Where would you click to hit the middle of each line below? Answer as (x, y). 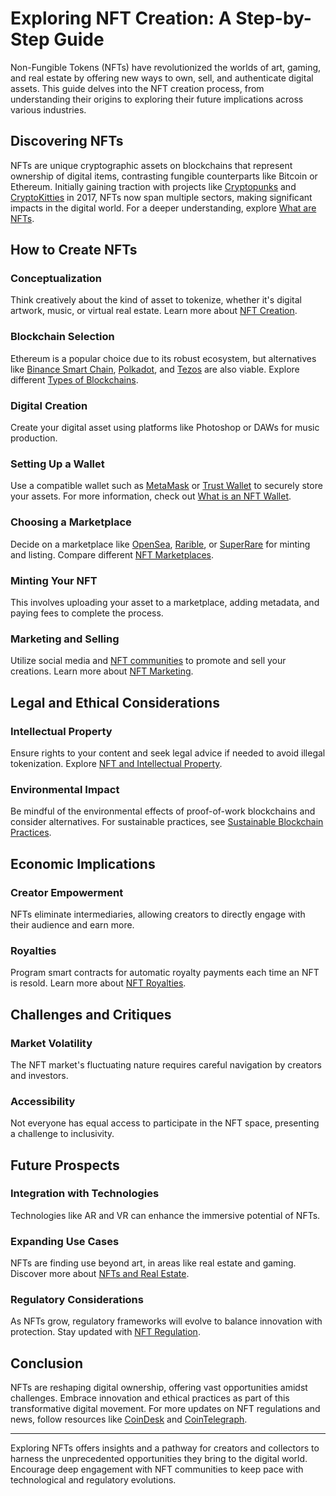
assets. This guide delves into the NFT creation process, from (137, 88)
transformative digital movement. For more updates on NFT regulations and (165, 1409)
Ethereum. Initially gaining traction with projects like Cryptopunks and (153, 186)
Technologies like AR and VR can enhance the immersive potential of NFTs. (165, 1215)
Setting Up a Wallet (57, 464)
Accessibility (43, 1101)
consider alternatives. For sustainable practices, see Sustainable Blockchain (167, 822)
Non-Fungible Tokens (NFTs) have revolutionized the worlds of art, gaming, (166, 67)
